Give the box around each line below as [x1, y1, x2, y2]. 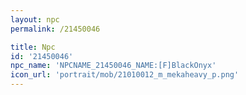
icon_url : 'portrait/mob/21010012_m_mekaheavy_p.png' [10, 70, 240, 80]
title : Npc [10, 42, 56, 52]
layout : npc [10, 14, 60, 25]
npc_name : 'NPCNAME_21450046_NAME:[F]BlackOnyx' [10, 61, 217, 71]
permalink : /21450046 [10, 24, 101, 34]
